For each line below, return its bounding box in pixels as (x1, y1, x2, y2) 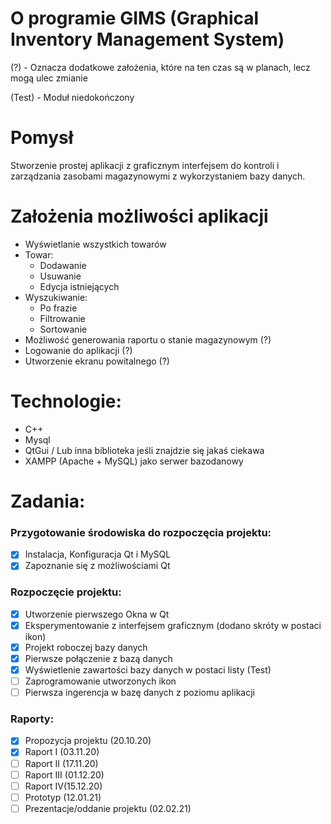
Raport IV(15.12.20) (24, 780, 103, 792)
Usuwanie (39, 270, 82, 282)
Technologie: (10, 390, 122, 412)
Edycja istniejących (39, 280, 120, 292)
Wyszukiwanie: (24, 291, 88, 303)
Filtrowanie (39, 312, 86, 324)
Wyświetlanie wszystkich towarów (24, 238, 167, 250)
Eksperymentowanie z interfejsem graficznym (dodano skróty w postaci (24, 619, 322, 631)
